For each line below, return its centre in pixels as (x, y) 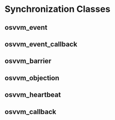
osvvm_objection (32, 78)
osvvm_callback (31, 112)
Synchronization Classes (57, 9)
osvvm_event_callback (41, 44)
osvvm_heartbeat (33, 95)
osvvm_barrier (28, 61)
